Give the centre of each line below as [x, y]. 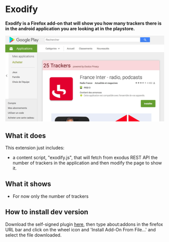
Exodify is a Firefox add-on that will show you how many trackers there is [83, 23]
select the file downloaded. [34, 235]
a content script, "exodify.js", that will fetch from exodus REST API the [85, 157]
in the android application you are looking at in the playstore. [70, 28]
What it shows [28, 184]
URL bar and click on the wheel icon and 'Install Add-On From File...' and [81, 229]
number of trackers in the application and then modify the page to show [87, 163]
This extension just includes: [35, 148]
